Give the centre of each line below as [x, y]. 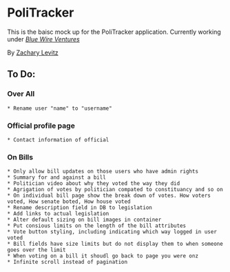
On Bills [20, 157]
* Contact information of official [58, 139]
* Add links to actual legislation [58, 214]
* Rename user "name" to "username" [60, 108]
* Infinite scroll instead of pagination [67, 262]
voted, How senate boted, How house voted [69, 202]
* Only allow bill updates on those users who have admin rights [103, 172]
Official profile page [41, 126]
